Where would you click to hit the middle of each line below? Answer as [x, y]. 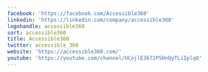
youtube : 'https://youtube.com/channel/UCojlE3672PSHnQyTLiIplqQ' [105, 58]
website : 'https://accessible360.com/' [65, 52]
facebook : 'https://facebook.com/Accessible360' [78, 13]
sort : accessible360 [37, 33]
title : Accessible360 [38, 39]
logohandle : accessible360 [46, 26]
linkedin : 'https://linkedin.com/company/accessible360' [91, 20]
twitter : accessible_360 [43, 45]
